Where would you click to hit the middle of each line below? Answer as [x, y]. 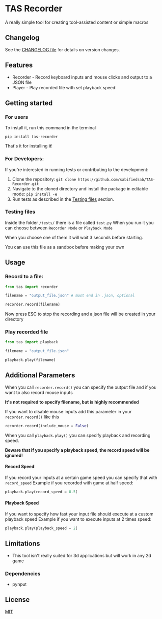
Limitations [23, 544]
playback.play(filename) [30, 360]
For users [17, 117]
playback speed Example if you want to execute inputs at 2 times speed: [78, 519]
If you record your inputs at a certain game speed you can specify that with [81, 477]
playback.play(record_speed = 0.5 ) [41, 492]
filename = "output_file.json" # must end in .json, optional [70, 296]
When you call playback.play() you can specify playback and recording [78, 435]
